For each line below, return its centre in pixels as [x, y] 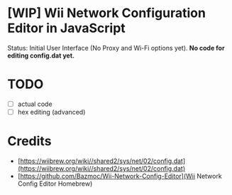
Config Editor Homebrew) [55, 184]
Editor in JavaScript [66, 28]
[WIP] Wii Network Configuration [106, 13]
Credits [29, 141]
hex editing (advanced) [51, 112]
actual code [35, 104]
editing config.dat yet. [41, 56]
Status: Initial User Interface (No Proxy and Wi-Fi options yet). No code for [116, 48]
